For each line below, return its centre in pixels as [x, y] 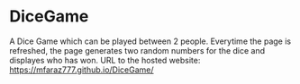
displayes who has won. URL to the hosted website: [105, 60]
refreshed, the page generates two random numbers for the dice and [137, 50]
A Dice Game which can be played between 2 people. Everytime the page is [150, 41]
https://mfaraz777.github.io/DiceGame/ [82, 70]
